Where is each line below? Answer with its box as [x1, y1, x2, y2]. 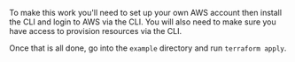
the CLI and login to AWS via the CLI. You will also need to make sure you [9, 17, 276, 27]
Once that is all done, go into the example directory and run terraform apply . [9, 43, 287, 53]
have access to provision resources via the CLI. [9, 26, 182, 36]
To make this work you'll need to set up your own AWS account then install [9, 8, 282, 17]
